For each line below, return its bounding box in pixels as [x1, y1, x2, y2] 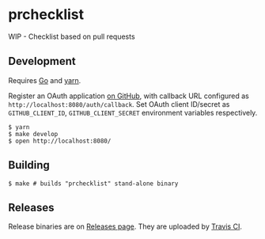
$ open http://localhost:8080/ [8, 137, 112, 145]
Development [8, 55, 77, 68]
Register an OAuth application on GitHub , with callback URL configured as [8, 91, 249, 101]
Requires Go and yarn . [8, 75, 81, 85]
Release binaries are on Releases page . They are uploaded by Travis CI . [8, 222, 243, 231]
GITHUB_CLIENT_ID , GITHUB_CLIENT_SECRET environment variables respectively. [8, 108, 258, 117]
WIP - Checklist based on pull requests [8, 32, 136, 41]
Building [8, 158, 50, 172]
